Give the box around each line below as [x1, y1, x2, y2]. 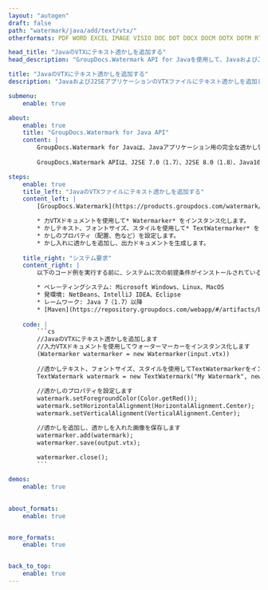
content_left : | [22, 195, 77, 204]
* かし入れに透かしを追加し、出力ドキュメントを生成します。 [37, 239, 210, 247]
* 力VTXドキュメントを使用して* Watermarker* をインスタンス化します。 [37, 217, 250, 225]
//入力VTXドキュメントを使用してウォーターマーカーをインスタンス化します [37, 343, 250, 351]
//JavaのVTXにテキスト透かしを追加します [37, 335, 158, 343]
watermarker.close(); [37, 453, 109, 461]
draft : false [8, 19, 52, 27]
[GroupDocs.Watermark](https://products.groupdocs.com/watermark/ [37, 203, 262, 211]
